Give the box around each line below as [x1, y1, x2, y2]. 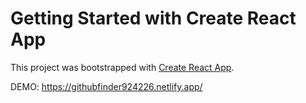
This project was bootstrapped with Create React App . [10, 61, 235, 73]
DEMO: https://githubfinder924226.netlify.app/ [10, 80, 203, 92]
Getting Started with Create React [10, 7, 297, 30]
